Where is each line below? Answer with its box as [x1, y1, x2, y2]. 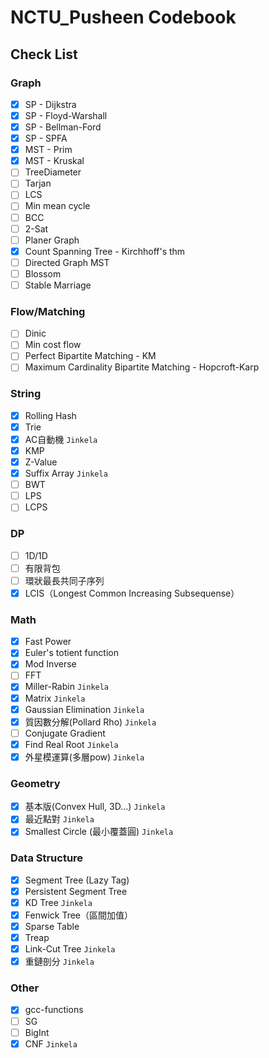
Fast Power [24, 636, 72, 648]
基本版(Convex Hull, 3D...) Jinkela [24, 801, 166, 813]
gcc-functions [24, 1004, 84, 1016]
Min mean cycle [24, 200, 91, 212]
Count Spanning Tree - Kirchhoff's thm [24, 245, 186, 257]
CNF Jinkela [24, 1037, 78, 1050]
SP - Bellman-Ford [24, 121, 102, 133]
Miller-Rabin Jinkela [24, 681, 110, 693]
